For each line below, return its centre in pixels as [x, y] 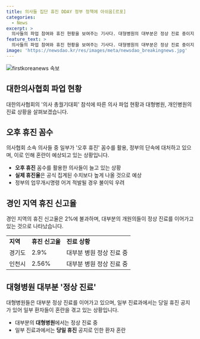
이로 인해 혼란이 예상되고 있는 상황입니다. [62, 155]
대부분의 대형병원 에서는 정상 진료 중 [56, 323]
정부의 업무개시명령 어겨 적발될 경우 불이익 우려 [70, 183]
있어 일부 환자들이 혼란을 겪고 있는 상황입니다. [65, 310]
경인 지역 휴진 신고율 [41, 203]
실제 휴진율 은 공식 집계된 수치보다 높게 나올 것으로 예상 [78, 175]
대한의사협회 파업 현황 [44, 89]
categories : [21, 17]
